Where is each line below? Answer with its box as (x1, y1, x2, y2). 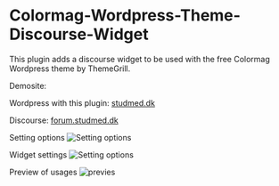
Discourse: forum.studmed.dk (9, 115, 119, 125)
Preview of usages (9, 166, 78, 177)
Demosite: (9, 80, 47, 91)
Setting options (9, 132, 65, 142)
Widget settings (9, 149, 68, 160)
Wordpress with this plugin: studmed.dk (9, 97, 156, 108)
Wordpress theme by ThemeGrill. (9, 63, 131, 74)
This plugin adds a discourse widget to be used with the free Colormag (9, 53, 270, 64)
